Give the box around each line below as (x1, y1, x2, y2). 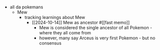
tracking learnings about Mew (24, 15, 85, 20)
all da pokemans (9, 4, 43, 10)
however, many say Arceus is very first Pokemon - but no (39, 35, 156, 41)
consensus (39, 40, 62, 46)
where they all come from (39, 30, 91, 35)
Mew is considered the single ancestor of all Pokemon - (39, 25, 153, 31)
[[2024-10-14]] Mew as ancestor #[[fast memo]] (32, 19, 130, 25)
